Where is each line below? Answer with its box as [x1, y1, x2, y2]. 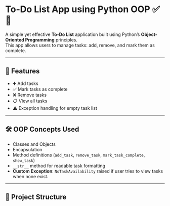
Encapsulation [12, 146, 42, 152]
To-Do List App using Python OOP [5, 4, 150, 15]
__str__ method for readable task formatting [12, 162, 105, 169]
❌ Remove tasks [12, 92, 47, 98]
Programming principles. [25, 36, 77, 43]
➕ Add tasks [12, 80, 39, 87]
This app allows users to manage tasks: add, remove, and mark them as [5, 42, 155, 48]
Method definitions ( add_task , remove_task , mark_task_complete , [12, 152, 145, 158]
